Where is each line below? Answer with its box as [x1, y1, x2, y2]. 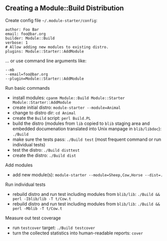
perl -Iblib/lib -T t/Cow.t [12, 196, 71, 201]
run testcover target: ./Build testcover [12, 224, 95, 230]
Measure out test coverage [5, 215, 61, 221]
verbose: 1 [5, 40, 28, 45]
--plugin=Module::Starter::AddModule [5, 76, 84, 81]
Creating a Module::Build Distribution [5, 4, 124, 13]
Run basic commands [5, 85, 50, 91]
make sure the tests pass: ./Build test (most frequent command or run [12, 136, 161, 142]
